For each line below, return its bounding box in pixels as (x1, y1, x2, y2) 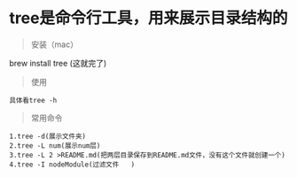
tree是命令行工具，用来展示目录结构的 (9, 8, 288, 28)
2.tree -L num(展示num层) (9, 141, 101, 150)
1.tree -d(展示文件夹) (9, 132, 87, 141)
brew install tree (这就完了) (9, 58, 107, 68)
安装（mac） (30, 39, 78, 50)
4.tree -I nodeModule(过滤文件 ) (9, 160, 136, 169)
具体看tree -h (9, 96, 58, 104)
